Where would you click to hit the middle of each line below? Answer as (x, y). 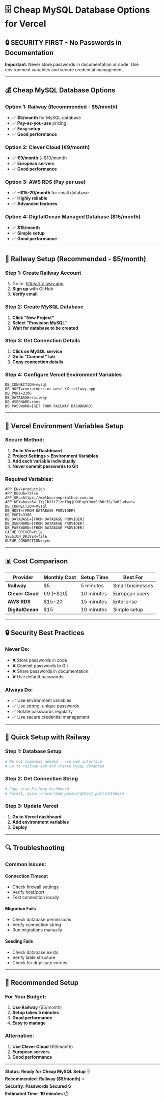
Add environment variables (41, 822)
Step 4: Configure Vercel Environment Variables (63, 375)
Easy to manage (29, 1023)
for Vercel (26, 24)
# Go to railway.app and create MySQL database (55, 766)
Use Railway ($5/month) (37, 1007)
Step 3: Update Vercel (32, 806)
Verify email (25, 294)
